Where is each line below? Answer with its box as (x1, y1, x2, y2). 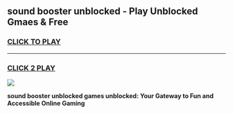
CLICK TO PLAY (7, 37, 61, 47)
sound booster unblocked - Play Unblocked (7, 6, 198, 17)
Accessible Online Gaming (7, 99, 85, 107)
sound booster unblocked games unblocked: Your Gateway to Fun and (7, 91, 214, 99)
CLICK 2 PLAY (7, 63, 55, 73)
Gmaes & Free (7, 17, 69, 28)
